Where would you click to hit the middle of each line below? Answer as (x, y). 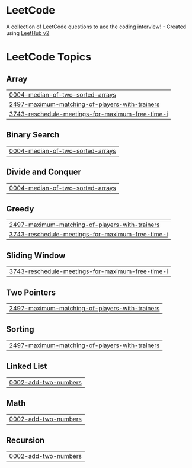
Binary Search (33, 135)
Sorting (20, 329)
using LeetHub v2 (28, 33)
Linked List (27, 366)
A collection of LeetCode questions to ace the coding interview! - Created (96, 27)
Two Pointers (31, 292)
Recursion (25, 440)
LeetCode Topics (49, 57)
